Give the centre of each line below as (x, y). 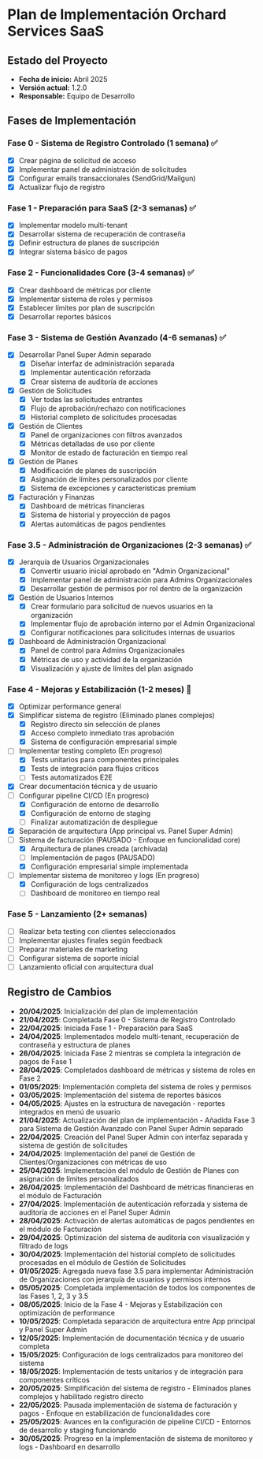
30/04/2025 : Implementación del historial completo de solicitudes (127, 1254)
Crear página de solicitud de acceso (78, 160)
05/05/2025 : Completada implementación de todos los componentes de (137, 1287)
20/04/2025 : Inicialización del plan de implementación (108, 1011)
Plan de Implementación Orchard (117, 15)
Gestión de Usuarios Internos (66, 597)
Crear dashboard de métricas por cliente (85, 290)
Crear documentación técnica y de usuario (88, 787)
